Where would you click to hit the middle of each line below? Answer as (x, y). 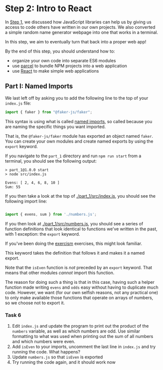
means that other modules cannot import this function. (60, 273)
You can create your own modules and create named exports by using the (79, 141)
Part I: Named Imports (39, 86)
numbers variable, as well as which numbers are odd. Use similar (76, 331)
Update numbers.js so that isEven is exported (57, 357)
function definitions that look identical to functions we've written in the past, (81, 229)
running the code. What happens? (46, 351)
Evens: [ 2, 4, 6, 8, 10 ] (32, 183)
